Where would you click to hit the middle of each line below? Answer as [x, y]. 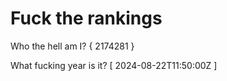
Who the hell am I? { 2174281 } [72, 46]
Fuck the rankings [86, 18]
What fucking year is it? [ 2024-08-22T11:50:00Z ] [114, 65]
